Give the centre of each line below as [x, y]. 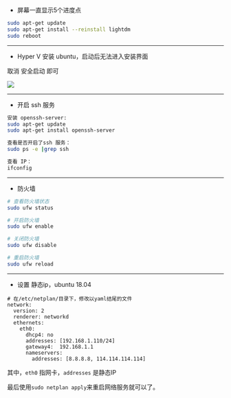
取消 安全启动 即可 [33, 71]
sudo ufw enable [30, 226]
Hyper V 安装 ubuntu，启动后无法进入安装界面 [82, 56]
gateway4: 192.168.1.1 [59, 347]
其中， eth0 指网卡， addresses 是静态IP [62, 372]
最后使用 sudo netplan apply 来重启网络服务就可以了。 [83, 387]
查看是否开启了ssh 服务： [39, 143]
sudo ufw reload [30, 264]
